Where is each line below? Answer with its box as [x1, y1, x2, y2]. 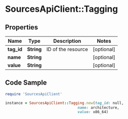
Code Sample [5, 79, 47, 87]
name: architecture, [77, 105, 120, 110]
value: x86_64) [77, 110, 109, 115]
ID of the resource [46, 46, 88, 53]
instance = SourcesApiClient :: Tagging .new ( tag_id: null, [5, 100, 124, 105]
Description [53, 38, 81, 44]
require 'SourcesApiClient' [5, 91, 63, 96]
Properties [5, 23, 38, 31]
